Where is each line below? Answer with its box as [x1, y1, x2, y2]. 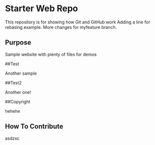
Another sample [5, 70, 37, 76]
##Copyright [5, 99, 31, 104]
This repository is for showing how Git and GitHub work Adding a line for [5, 19, 151, 25]
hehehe [5, 108, 20, 114]
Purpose [5, 39, 32, 47]
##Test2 [5, 80, 22, 85]
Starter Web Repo [5, 3, 78, 14]
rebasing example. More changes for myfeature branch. [5, 24, 117, 30]
